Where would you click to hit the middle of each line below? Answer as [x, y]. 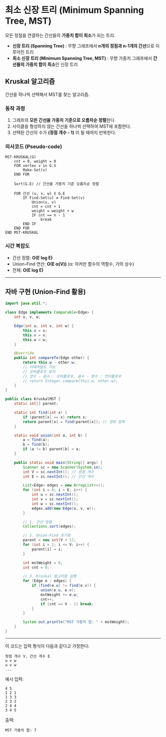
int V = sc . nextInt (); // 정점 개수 [59, 472]
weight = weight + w [53, 211]
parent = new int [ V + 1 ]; [50, 540]
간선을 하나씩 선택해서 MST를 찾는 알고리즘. [47, 94]
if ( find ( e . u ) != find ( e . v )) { [64, 586]
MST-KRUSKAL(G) [21, 157]
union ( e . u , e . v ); [58, 590]
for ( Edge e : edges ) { [47, 581]
